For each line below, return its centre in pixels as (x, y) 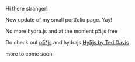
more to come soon (29, 54)
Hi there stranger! (27, 8)
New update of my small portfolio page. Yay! (59, 20)
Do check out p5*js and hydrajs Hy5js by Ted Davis (67, 42)
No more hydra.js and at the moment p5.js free (62, 31)
